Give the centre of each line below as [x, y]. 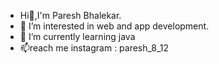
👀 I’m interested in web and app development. [114, 26]
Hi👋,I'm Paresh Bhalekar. [70, 15]
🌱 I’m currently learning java [77, 36]
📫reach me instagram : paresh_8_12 [94, 48]
